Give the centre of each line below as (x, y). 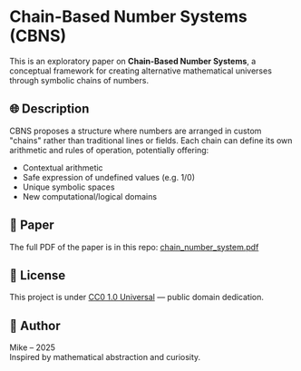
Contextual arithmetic (63, 167)
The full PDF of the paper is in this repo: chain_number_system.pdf (134, 247)
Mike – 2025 (33, 347)
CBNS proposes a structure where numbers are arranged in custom (136, 131)
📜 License (38, 275)
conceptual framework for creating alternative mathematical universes (141, 71)
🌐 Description (49, 109)
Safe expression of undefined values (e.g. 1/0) (109, 177)
